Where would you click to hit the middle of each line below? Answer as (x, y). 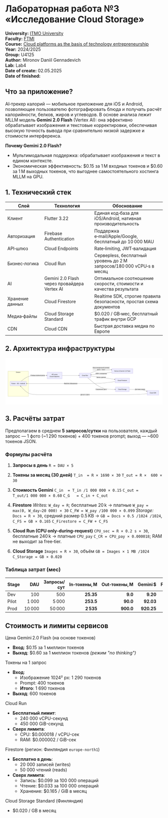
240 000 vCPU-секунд (44, 718)
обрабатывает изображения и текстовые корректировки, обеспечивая (81, 125)
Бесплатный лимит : (34, 713)
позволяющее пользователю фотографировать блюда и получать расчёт (83, 109)
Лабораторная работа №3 (62, 9)
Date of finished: (23, 76)
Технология (67, 206)
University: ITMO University (34, 33)
